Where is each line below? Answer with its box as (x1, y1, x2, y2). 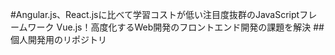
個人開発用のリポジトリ (10, 34, 107, 45)
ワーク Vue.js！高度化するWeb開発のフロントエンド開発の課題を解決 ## (27, 21, 325, 33)
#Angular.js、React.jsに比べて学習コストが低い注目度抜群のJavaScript (10, 9, 300, 20)
